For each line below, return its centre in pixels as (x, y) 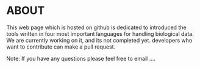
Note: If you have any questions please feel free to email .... (81, 58)
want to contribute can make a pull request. (61, 47)
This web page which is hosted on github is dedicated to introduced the (97, 27)
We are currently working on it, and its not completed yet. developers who (99, 40)
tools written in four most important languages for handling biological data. (100, 33)
